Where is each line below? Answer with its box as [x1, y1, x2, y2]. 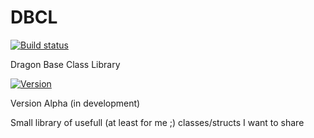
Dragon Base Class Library [10, 58, 121, 70]
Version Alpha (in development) [10, 97, 141, 109]
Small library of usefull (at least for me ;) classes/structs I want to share [10, 116, 305, 128]
